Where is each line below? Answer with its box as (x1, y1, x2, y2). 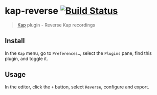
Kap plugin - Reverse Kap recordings (17, 22, 96, 28)
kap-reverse (5, 5, 58, 17)
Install (5, 37, 25, 45)
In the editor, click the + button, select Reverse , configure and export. (5, 84, 149, 90)
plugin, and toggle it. (5, 55, 48, 61)
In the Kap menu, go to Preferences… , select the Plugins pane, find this (5, 50, 152, 56)
